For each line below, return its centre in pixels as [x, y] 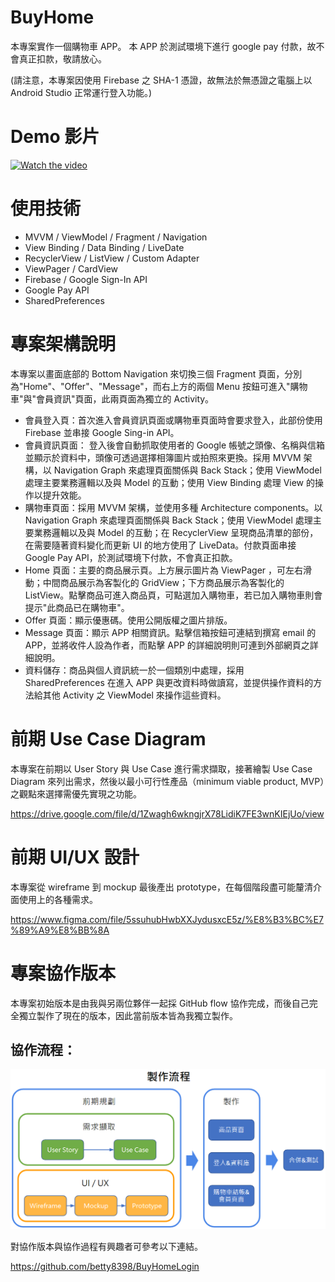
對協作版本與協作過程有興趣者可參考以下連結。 [106, 1246]
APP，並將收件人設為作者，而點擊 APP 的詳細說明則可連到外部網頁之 [167, 645]
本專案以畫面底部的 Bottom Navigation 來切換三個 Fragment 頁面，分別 [156, 373]
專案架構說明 [63, 344]
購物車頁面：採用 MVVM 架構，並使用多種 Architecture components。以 [173, 507]
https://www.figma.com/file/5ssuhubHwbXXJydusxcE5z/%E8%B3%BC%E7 [167, 919]
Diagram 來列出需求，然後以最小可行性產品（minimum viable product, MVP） [167, 781]
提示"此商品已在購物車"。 [77, 607]
